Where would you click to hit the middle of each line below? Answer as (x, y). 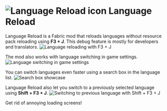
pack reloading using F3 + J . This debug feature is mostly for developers (82, 41)
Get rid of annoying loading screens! (44, 103)
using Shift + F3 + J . (27, 93)
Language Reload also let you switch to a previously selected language (80, 87)
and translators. (22, 47)
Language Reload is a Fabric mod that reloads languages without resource (83, 36)
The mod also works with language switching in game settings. (71, 57)
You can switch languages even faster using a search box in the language (83, 72)
